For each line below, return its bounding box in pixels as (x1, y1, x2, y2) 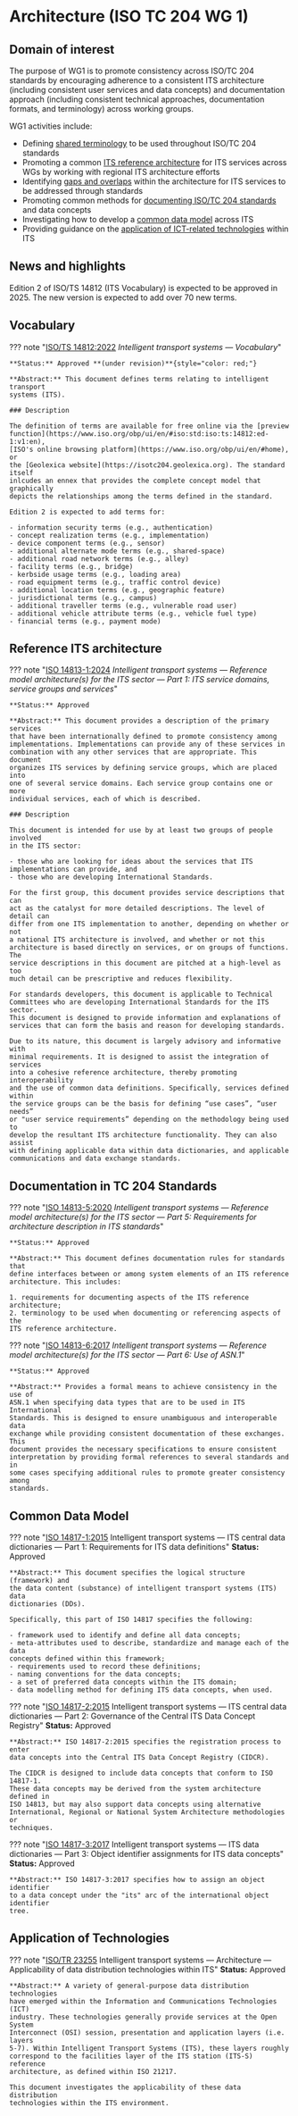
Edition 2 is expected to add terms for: (9, 507, 166, 516)
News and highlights (9, 259, 127, 274)
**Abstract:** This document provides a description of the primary (9, 716, 269, 725)
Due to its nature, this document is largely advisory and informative (9, 1037, 281, 1046)
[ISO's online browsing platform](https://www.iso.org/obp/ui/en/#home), (9, 445, 290, 454)
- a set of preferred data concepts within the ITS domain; (9, 1677, 238, 1687)
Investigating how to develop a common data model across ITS (21, 214, 254, 224)
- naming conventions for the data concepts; (9, 1670, 181, 1679)
